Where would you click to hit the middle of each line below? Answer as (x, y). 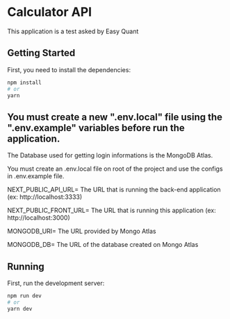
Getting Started (41, 53)
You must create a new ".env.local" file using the (115, 117)
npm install (24, 83)
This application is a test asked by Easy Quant (73, 31)
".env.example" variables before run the (96, 128)
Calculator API (50, 12)
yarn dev (20, 309)
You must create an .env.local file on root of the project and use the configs (115, 169)
